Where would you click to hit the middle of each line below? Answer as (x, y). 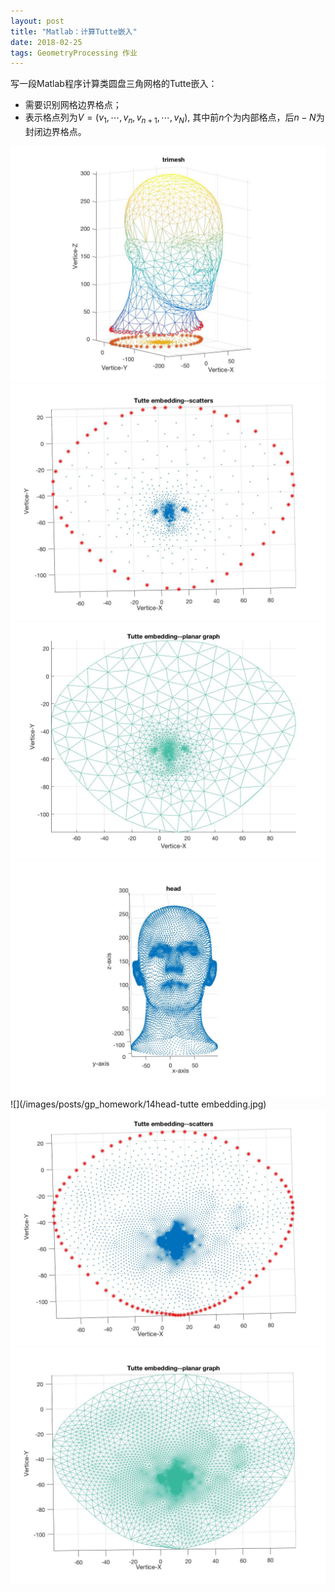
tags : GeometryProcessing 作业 (74, 53)
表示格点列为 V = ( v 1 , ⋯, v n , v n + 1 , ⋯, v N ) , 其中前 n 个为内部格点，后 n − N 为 (174, 118)
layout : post (37, 21)
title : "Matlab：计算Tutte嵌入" (74, 31)
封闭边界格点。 (55, 132)
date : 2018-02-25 (46, 42)
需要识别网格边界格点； (73, 105)
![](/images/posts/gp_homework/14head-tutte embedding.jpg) (138, 1104)
